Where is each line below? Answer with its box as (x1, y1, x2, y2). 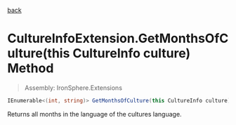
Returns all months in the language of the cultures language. (7, 110, 182, 118)
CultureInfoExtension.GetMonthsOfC (7, 31, 229, 46)
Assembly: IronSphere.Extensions (24, 84, 123, 92)
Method (7, 60, 54, 77)
